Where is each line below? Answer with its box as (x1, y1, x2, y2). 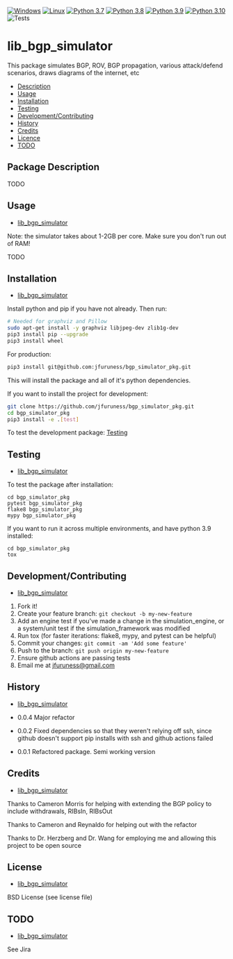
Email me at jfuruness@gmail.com (17, 661, 115, 669)
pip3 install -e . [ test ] (7, 416, 79, 423)
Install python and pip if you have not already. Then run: (7, 304, 167, 313)
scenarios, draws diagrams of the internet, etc (7, 68, 140, 76)
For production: (7, 350, 51, 358)
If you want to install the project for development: (7, 389, 148, 397)
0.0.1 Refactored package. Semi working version (17, 747, 156, 755)
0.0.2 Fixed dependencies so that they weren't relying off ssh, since (17, 726, 212, 735)
